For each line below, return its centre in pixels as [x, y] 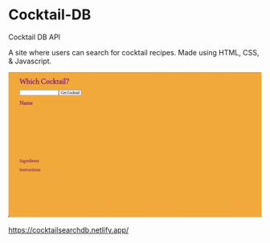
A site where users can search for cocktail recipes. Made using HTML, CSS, [134, 52]
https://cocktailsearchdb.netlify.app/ [69, 230]
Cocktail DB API [35, 37]
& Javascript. [30, 61]
